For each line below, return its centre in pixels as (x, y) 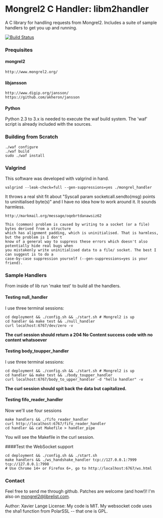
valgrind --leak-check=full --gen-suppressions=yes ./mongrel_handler (79, 188)
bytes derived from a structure (38, 229)
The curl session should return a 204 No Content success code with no (79, 335)
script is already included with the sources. (48, 124)
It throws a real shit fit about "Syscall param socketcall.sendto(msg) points (80, 197)
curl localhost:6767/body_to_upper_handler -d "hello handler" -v (74, 379)
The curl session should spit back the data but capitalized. (66, 388)
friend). (14, 263)
